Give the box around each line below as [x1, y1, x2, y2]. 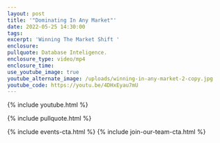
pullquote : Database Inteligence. [7, 50, 108, 57]
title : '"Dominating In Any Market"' [7, 17, 117, 24]
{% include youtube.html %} [7, 100, 88, 109]
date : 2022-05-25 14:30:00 [7, 23, 86, 30]
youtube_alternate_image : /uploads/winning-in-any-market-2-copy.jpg [7, 75, 214, 82]
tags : [7, 29, 23, 37]
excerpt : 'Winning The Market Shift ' [7, 36, 120, 43]
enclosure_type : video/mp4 [7, 56, 86, 63]
